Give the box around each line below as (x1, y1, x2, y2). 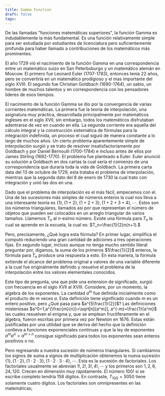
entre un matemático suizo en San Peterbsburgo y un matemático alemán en (5, 66, 161, 71)
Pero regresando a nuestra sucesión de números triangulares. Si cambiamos (5, 348, 161, 354)
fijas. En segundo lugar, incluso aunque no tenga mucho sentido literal (5, 242, 148, 248)
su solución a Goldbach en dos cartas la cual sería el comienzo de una (5, 159, 149, 165)
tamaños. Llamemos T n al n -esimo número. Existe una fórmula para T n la (5, 215, 153, 223)
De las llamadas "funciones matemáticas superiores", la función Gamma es (5, 30, 158, 36)
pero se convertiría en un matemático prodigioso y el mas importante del (5, 76, 153, 82)
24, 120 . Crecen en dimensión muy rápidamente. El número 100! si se (5, 368, 145, 374)
